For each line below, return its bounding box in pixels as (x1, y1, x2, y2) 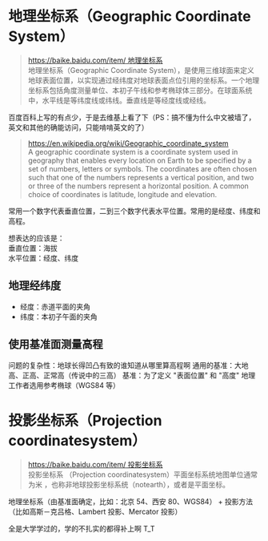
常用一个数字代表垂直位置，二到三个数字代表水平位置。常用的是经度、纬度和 (8, 206, 261, 216)
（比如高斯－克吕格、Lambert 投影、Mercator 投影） (8, 507, 182, 516)
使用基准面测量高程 (8, 337, 103, 351)
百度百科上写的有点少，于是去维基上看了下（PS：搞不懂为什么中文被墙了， (8, 112, 256, 122)
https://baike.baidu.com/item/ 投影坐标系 (27, 459, 163, 469)
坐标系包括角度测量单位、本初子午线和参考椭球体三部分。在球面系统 (27, 85, 253, 95)
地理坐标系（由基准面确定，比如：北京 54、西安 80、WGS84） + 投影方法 (8, 496, 254, 506)
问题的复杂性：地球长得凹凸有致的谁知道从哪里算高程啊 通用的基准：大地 (8, 360, 249, 369)
